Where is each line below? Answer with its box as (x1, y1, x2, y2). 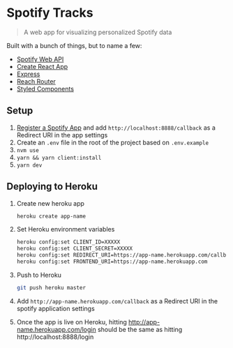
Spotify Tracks (6, 5, 93, 21)
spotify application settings (16, 304, 95, 312)
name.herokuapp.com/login (16, 325, 96, 333)
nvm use (16, 146, 39, 154)
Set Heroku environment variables (16, 225, 115, 234)
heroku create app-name (16, 213, 87, 220)
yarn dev (16, 162, 43, 169)
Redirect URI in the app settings (16, 130, 108, 139)
